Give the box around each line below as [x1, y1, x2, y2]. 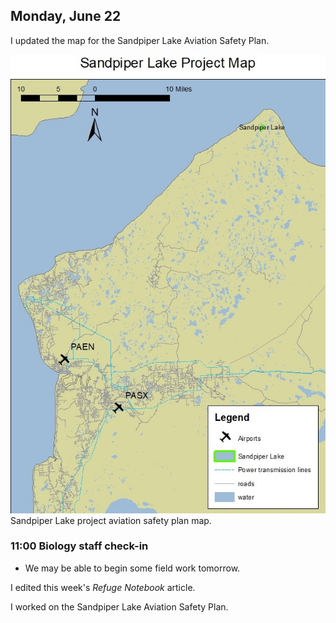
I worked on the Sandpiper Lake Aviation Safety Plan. [10, 600, 229, 613]
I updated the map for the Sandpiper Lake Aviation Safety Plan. [10, 34, 270, 46]
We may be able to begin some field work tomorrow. [24, 562, 241, 574]
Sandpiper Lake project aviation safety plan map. [10, 514, 212, 526]
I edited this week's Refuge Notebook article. [10, 581, 196, 593]
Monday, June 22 [10, 8, 122, 25]
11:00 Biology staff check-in [10, 539, 149, 553]
